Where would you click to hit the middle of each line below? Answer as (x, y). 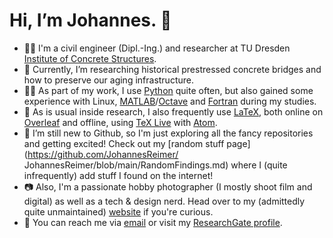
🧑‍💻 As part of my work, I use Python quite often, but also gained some (168, 90)
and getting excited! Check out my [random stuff (124, 143)
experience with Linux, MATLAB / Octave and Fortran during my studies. (170, 101)
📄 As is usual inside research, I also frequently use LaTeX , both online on (173, 111)
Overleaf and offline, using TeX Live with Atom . (120, 122)
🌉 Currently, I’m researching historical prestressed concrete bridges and (172, 69)
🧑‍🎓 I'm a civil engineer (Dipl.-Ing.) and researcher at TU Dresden (157, 48)
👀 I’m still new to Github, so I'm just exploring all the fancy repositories (168, 133)
